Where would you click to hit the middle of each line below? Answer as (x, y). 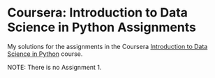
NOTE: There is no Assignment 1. (54, 67)
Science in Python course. (45, 54)
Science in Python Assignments (102, 27)
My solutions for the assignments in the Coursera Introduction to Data (107, 46)
